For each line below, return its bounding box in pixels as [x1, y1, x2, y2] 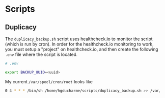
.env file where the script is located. [5, 51, 78, 57]
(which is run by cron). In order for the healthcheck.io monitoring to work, [5, 41, 154, 47]
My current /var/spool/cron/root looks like [5, 78, 93, 84]
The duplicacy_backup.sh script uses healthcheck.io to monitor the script [5, 36, 153, 42]
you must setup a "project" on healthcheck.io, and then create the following [5, 47, 159, 52]
